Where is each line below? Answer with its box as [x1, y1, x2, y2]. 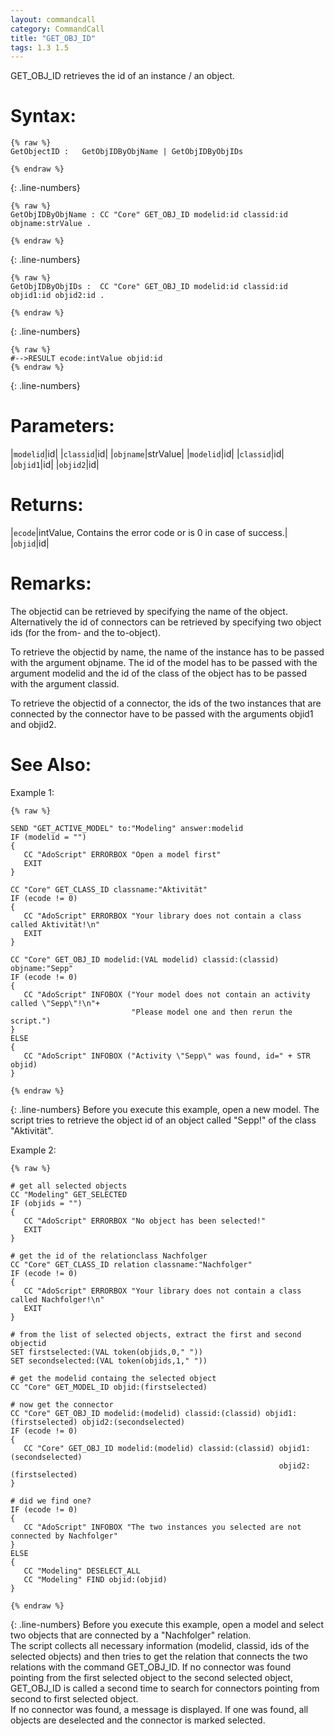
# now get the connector [10, 1399, 114, 1410]
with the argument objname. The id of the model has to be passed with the [10, 657, 318, 668]
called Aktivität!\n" [10, 919, 101, 930]
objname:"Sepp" [10, 963, 74, 973]
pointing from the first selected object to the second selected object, [10, 1671, 293, 1683]
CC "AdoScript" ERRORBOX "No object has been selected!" [23, 1216, 267, 1226]
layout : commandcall [10, 14, 97, 25]
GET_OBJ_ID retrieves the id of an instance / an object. [10, 70, 235, 82]
